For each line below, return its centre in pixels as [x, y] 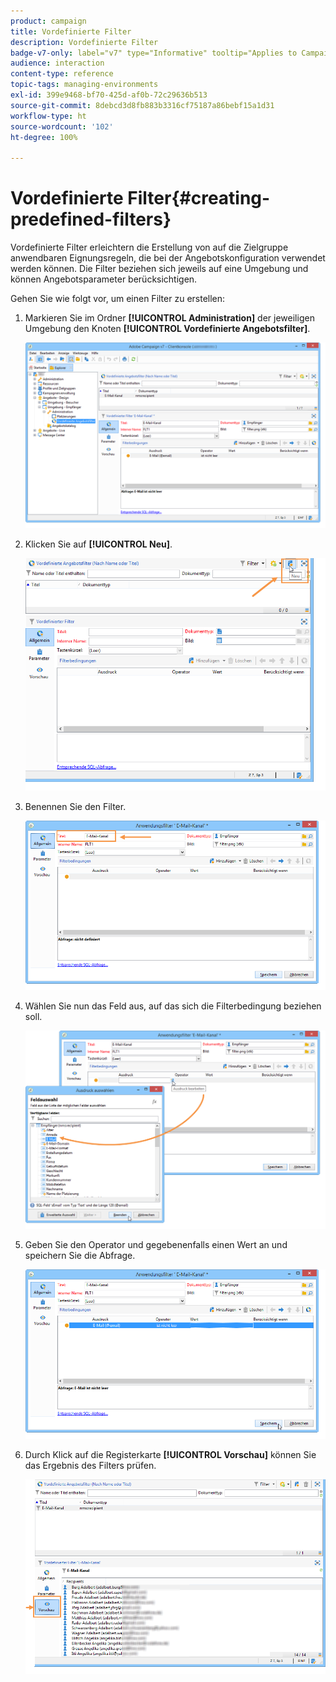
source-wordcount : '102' [62, 126]
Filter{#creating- [199, 198]
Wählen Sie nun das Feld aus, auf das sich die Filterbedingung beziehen [173, 1006]
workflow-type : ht [48, 116]
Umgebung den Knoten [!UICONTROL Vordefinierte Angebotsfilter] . [167, 329]
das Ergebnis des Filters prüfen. [90, 1466]
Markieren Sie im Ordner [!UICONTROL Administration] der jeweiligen [169, 318]
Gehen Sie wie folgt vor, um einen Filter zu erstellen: [118, 299]
